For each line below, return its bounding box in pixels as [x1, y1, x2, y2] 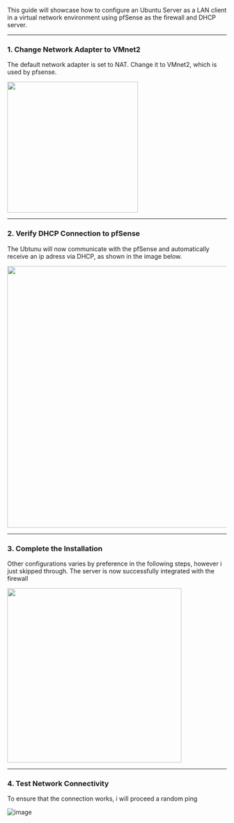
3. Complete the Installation [7, 543, 103, 553]
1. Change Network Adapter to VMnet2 [7, 45, 141, 54]
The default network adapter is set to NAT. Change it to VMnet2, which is [7, 61, 217, 69]
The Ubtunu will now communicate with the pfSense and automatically [7, 244, 210, 253]
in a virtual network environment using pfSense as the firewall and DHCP [7, 13, 217, 22]
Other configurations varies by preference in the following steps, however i [7, 559, 222, 568]
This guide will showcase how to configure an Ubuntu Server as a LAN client [7, 6, 227, 14]
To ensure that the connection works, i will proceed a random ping [7, 794, 198, 803]
